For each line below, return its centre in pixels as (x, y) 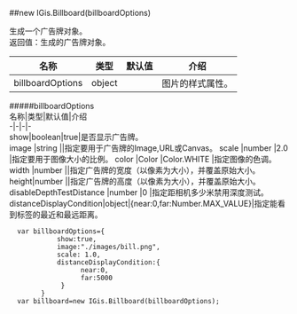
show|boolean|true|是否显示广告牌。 (76, 137)
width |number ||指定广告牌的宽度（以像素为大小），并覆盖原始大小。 (135, 170)
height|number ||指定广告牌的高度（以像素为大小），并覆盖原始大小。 (135, 181)
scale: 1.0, (78, 255)
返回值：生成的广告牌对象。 (60, 42)
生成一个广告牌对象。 (48, 31)
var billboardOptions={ (61, 232)
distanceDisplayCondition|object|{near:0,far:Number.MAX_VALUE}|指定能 (144, 204)
